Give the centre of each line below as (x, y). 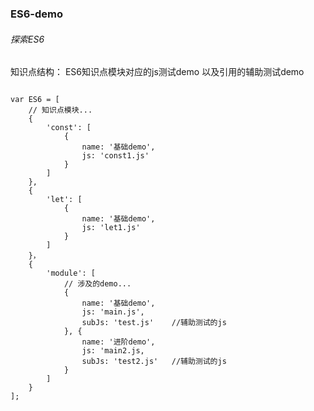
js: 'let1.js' (111, 228)
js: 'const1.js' (115, 156)
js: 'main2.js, (113, 351)
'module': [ (71, 273)
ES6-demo (36, 14)
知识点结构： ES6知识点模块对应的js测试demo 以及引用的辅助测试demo (157, 72)
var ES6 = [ (35, 100)
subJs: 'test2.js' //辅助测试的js (154, 362)
